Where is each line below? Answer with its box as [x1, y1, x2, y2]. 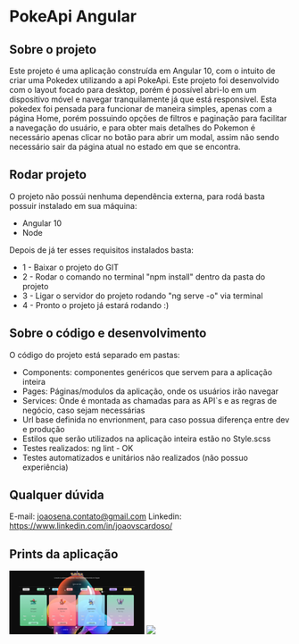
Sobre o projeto [9, 42, 96, 57]
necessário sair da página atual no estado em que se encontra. [9, 141, 241, 152]
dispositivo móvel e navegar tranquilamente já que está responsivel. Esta [9, 94, 277, 105]
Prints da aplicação [9, 547, 119, 562]
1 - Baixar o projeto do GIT [21, 262, 119, 272]
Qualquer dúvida [9, 488, 104, 503]
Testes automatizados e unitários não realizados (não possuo [21, 452, 248, 463]
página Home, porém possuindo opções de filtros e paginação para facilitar [9, 113, 287, 123]
